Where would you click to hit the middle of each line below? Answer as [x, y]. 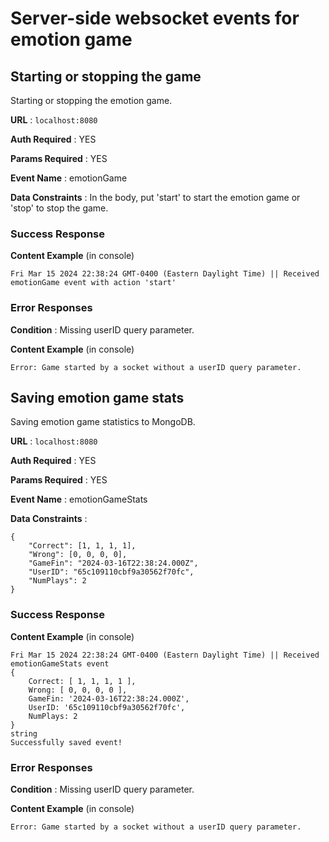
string [24, 733]
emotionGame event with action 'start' [93, 283]
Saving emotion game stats [97, 397]
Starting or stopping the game [106, 76]
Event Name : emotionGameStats [79, 499]
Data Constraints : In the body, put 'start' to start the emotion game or [155, 197]
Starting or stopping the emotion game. [91, 100]
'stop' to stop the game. [59, 208]
